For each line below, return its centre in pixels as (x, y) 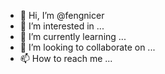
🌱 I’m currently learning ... (73, 36)
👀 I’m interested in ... (62, 26)
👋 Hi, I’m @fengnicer (62, 15)
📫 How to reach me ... (66, 58)
